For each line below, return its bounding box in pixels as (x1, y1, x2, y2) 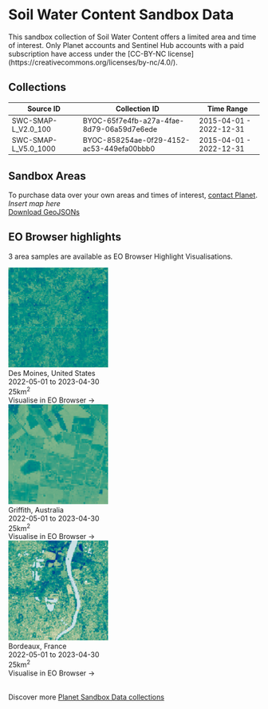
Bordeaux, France (8, 641, 67, 652)
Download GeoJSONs (8, 208, 80, 217)
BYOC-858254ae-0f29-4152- (82, 135, 191, 145)
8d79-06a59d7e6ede (82, 124, 158, 133)
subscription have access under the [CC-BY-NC (8, 49, 167, 58)
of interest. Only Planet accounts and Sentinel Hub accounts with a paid (8, 40, 245, 50)
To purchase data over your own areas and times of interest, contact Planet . (8, 190, 258, 200)
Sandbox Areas (8, 169, 86, 183)
